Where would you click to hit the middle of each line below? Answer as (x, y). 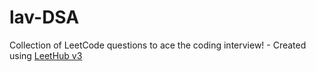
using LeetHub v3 (46, 55)
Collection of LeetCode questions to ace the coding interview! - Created (158, 45)
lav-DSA (44, 17)
